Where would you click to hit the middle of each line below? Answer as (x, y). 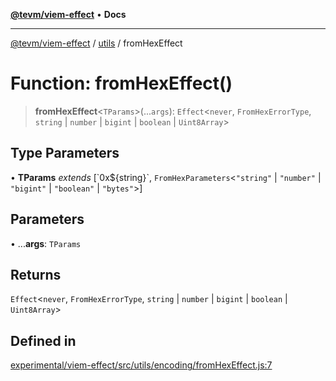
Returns (36, 274)
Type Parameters (65, 153)
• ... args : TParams (46, 243)
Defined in (43, 340)
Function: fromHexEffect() (121, 83)
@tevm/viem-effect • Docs (68, 14)
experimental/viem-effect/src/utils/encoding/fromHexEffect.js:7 (141, 365)
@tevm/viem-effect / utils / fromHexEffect (96, 43)
